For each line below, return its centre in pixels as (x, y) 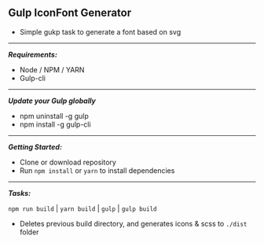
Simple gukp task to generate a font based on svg (100, 31)
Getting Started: (35, 147)
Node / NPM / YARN (52, 69)
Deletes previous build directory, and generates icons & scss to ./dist (133, 223)
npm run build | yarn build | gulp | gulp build (82, 208)
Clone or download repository (68, 162)
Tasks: (20, 193)
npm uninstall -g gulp (54, 116)
